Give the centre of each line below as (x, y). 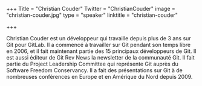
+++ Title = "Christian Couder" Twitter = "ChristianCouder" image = (91, 9)
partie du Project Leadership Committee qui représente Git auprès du (92, 64)
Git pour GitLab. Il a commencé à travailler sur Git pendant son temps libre (99, 45)
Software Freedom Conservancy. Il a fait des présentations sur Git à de (95, 70)
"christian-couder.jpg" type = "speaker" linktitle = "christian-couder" (92, 15)
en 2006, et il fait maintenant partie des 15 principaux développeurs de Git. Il (101, 51)
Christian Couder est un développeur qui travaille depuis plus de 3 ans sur (99, 38)
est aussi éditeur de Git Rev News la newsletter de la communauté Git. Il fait (100, 57)
